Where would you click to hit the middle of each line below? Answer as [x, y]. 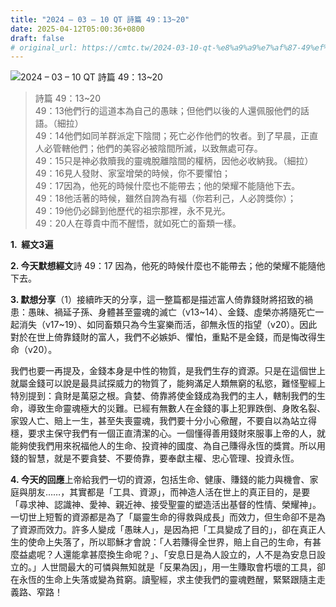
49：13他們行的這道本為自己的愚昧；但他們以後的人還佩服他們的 [167, 111]
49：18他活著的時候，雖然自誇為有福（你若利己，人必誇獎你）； [165, 198]
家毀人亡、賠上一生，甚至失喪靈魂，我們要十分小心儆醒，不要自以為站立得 [163, 421]
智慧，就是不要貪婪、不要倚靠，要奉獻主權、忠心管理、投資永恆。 [163, 458]
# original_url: [44, 47]
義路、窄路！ [36, 592]
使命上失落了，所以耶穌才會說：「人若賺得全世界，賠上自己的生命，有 [170, 542]
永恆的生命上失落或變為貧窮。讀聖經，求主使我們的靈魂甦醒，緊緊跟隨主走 [172, 580]
